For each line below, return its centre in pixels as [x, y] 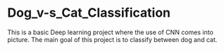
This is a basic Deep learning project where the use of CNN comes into [110, 32]
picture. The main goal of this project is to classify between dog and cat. [112, 39]
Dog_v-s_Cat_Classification [89, 13]
